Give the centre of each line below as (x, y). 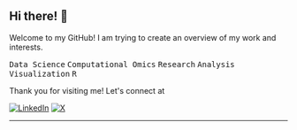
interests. (26, 47)
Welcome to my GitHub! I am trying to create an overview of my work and (143, 37)
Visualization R (43, 73)
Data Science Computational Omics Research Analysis (122, 64)
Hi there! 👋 (39, 16)
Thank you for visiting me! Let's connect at (87, 90)
